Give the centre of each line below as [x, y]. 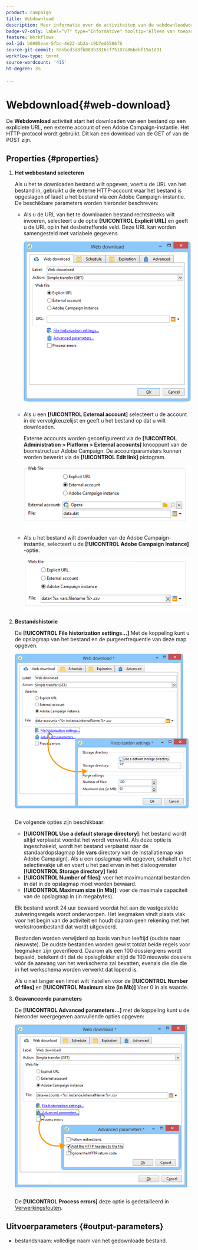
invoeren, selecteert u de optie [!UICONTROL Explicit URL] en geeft [106, 221]
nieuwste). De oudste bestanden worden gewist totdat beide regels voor [102, 944]
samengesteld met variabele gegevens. [71, 233]
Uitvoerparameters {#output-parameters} [85, 1226]
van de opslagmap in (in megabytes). [68, 897]
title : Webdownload [30, 19]
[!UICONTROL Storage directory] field [70, 871]
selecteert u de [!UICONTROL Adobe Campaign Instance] [118, 544]
